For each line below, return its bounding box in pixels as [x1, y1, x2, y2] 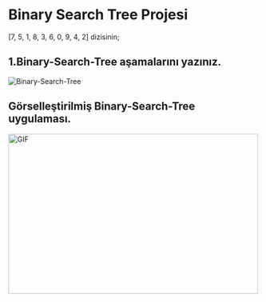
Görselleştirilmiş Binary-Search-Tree [8, 100, 196, 113]
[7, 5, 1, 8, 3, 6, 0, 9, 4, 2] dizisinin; [8, 32, 120, 42]
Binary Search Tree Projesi [8, 6, 189, 24]
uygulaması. [8, 112, 72, 125]
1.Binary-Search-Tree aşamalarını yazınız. [8, 55, 222, 69]
